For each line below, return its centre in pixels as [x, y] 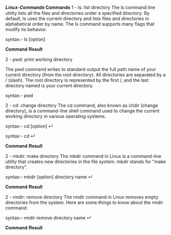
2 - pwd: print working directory [39, 59]
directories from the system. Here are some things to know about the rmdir [84, 202]
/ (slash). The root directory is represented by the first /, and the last [77, 80]
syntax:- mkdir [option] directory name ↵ [49, 177]
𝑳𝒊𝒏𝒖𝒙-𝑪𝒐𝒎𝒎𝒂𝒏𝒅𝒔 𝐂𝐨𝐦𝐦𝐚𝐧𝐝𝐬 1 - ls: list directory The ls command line [80, 7]
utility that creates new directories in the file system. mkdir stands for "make [86, 161]
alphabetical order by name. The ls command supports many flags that [80, 24]
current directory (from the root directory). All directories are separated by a [85, 75]
